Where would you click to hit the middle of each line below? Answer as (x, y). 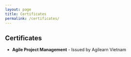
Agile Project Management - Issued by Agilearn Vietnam (69, 50)
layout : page (18, 9)
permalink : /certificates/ (32, 18)
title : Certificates (26, 14)
